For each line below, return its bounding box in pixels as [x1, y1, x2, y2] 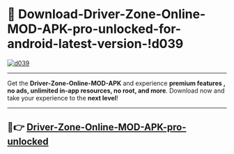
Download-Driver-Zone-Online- [18, 6, 206, 22]
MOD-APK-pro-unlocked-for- [7, 21, 182, 37]
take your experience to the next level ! [7, 93, 118, 102]
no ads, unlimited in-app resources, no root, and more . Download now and [7, 86, 225, 95]
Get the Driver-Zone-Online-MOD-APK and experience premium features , [7, 79, 226, 87]
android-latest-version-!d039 [7, 36, 184, 52]
